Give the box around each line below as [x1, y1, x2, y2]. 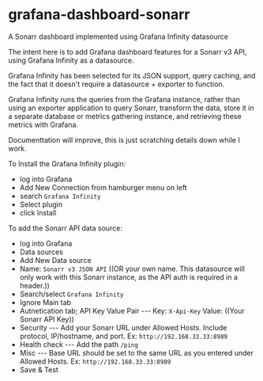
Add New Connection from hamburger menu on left [19, 182, 187, 192]
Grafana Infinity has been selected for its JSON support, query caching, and [8, 70, 256, 80]
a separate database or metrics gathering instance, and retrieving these [8, 111, 242, 120]
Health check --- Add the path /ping [19, 339, 138, 349]
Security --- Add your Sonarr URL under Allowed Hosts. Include [19, 322, 227, 332]
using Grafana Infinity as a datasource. [8, 55, 134, 65]
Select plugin [19, 200, 63, 209]
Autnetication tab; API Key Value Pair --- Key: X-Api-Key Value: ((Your [19, 306, 245, 315]
